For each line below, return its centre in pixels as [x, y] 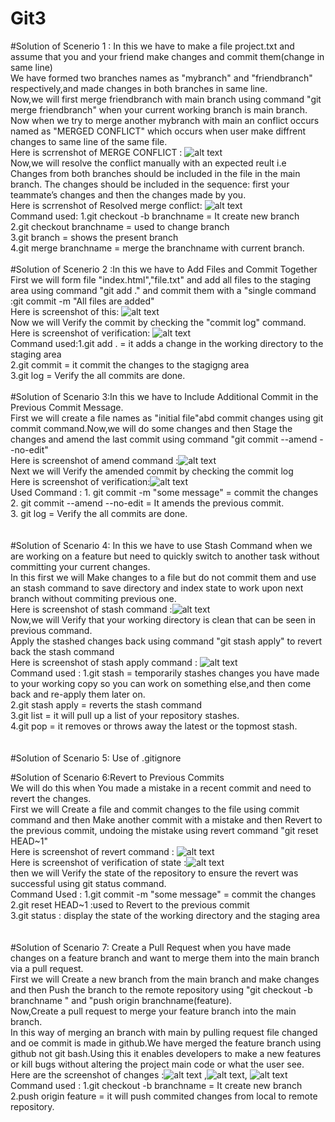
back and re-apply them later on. [78, 694]
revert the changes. [51, 798]
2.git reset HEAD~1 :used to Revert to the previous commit [130, 904]
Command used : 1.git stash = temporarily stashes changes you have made [165, 673]
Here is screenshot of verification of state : [98, 862]
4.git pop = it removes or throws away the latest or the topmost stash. [154, 726]
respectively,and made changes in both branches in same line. [139, 88]
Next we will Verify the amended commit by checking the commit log [152, 471]
